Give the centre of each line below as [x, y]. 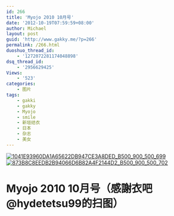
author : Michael [26, 28]
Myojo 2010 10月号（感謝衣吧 [80, 188]
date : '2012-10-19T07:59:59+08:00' [50, 23]
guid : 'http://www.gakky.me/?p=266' [52, 39]
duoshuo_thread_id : [30, 51]
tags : [13, 95]
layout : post [22, 34]
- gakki [26, 100]
